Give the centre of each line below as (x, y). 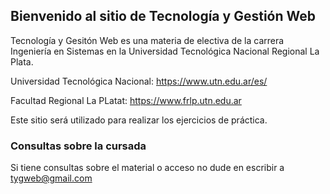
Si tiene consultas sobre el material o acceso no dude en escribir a (147, 168)
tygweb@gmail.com (51, 178)
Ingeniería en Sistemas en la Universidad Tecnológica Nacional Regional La (165, 51)
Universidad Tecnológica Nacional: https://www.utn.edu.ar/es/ (139, 81)
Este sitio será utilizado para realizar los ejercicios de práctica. (139, 120)
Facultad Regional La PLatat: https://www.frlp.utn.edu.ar (126, 100)
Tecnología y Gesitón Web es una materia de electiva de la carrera (147, 40)
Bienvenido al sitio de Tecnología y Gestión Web (163, 16)
